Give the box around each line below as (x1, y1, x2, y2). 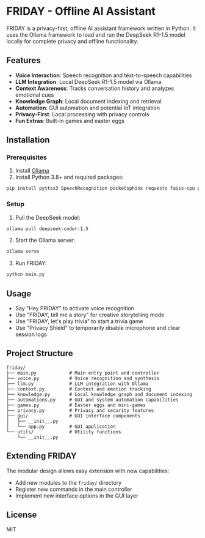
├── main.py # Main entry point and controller (6, 370, 160, 376)
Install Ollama (15, 167, 49, 174)
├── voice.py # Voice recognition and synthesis (6, 375, 160, 381)
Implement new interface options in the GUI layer (15, 491, 138, 499)
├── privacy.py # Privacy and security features (6, 407, 154, 414)
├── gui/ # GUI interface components (6, 413, 140, 419)
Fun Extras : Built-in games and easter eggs (15, 117, 125, 124)
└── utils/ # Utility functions (6, 428, 121, 435)
